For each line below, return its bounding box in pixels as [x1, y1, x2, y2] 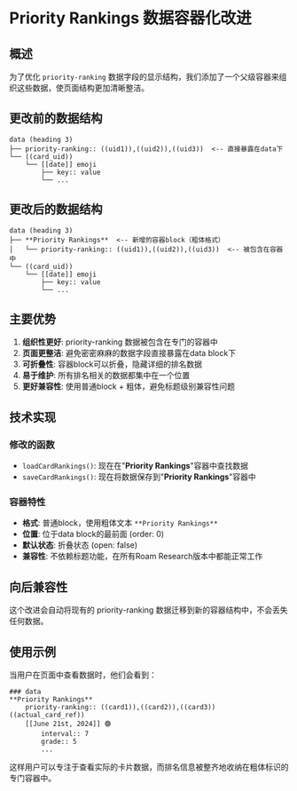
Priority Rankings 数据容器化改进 [9, 8, 253, 28]
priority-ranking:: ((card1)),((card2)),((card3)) [25, 703, 216, 712]
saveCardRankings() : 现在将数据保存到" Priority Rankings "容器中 [21, 471, 256, 482]
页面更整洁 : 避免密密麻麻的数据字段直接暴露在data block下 [21, 348, 237, 359]
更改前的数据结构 [9, 111, 103, 126]
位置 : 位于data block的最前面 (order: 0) [21, 529, 165, 540]
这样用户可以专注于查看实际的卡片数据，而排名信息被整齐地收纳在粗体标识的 [9, 762, 289, 772]
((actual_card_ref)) [9, 711, 86, 720]
